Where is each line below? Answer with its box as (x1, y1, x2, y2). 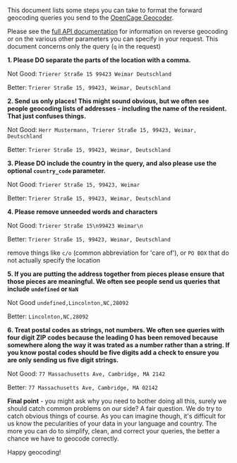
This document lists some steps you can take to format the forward (7, 6, 202, 14)
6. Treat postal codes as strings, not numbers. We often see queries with (7, 326, 224, 334)
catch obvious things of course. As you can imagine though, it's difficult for (7, 412, 226, 420)
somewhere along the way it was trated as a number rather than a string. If (7, 341, 230, 349)
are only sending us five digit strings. (7, 356, 119, 364)
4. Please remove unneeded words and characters (7, 208, 158, 216)
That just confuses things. (7, 112, 87, 120)
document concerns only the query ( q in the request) (7, 42, 161, 50)
